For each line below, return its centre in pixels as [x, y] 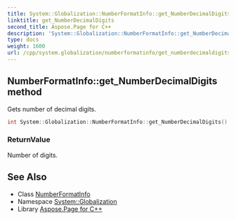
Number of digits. [33, 155]
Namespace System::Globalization [67, 201]
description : [26, 33]
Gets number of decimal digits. [52, 109]
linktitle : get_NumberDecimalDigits [61, 20]
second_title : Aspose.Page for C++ [59, 27]
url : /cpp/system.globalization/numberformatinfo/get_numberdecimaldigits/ [120, 53]
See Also [27, 177]
